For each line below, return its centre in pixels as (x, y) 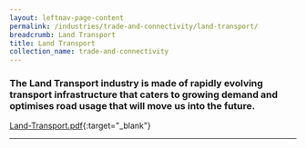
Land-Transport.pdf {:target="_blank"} (81, 126)
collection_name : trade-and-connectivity (89, 52)
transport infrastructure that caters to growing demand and (144, 94)
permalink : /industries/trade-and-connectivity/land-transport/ (134, 26)
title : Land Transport (52, 43)
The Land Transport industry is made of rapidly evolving (137, 84)
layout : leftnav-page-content (67, 18)
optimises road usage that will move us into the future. (133, 106)
